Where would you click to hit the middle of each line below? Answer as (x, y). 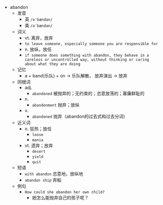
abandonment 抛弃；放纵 (56, 105)
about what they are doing (53, 64)
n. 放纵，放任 (38, 49)
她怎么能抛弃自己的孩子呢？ (60, 198)
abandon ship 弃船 (43, 180)
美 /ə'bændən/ (39, 25)
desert (39, 151)
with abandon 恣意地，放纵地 (54, 174)
